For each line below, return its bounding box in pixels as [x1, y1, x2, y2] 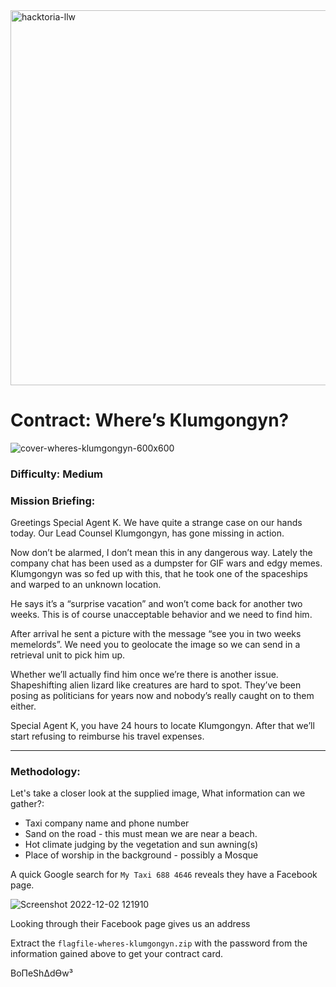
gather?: [10, 798, 45, 810]
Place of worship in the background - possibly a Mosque [24, 849, 259, 861]
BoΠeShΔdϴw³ [10, 967, 73, 979]
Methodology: [10, 765, 81, 779]
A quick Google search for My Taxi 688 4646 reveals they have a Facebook [10, 869, 318, 881]
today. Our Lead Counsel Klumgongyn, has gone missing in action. [10, 527, 285, 539]
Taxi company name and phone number [24, 817, 190, 829]
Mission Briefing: [10, 494, 96, 508]
